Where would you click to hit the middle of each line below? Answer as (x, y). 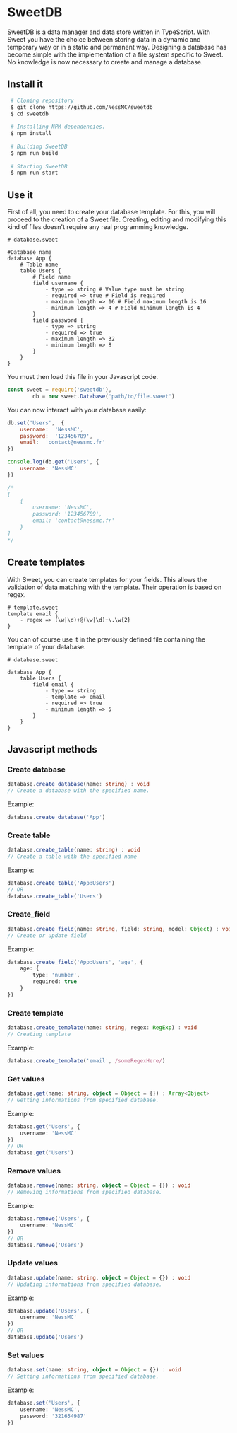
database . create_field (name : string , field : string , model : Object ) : (113, 929)
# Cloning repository (42, 100)
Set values (26, 1355)
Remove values (34, 1171)
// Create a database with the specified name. (79, 791)
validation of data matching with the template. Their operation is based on (115, 587)
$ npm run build (34, 153)
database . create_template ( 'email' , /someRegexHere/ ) (86, 1061)
